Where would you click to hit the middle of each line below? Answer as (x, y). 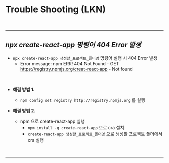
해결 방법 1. (23, 89)
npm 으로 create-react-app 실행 (53, 121)
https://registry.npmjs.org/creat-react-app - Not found (76, 69)
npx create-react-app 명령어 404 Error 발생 (73, 45)
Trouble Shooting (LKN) (56, 9)
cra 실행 (36, 140)
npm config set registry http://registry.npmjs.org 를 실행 (82, 100)
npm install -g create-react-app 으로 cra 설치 (76, 127)
